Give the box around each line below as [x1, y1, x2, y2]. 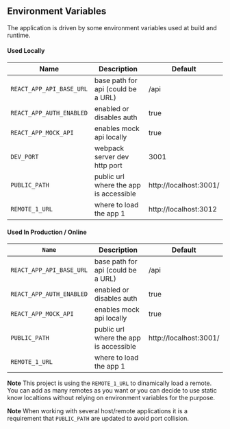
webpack [94, 143, 125, 153]
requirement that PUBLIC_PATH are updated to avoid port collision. [7, 415, 190, 423]
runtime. [7, 31, 31, 39]
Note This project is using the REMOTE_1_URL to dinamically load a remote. [7, 379, 212, 387]
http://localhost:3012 [148, 205, 218, 214]
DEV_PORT [10, 153, 39, 161]
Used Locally [7, 47, 45, 55]
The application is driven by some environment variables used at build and [7, 23, 217, 32]
